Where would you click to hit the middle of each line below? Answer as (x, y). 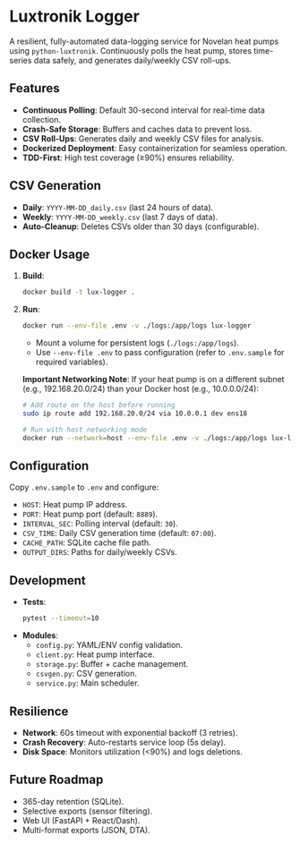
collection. (41, 119)
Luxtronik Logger (75, 17)
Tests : (34, 602)
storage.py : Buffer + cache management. (112, 664)
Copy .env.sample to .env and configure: (84, 487)
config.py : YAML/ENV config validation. (109, 645)
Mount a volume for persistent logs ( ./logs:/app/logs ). (137, 343)
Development (48, 580)
